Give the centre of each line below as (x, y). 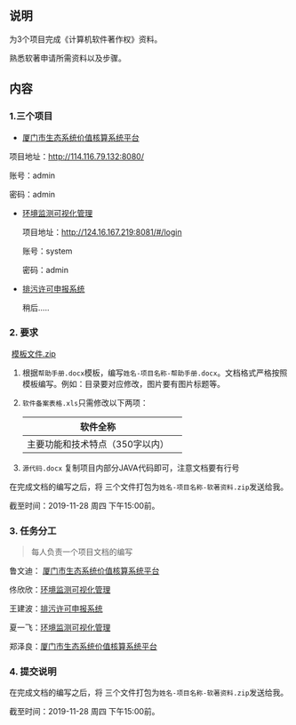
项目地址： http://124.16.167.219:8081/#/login (102, 232)
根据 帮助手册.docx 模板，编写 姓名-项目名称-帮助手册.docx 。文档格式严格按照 (155, 373)
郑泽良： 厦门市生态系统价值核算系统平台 (83, 647)
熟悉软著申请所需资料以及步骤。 (68, 58)
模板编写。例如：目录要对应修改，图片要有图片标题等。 (123, 383)
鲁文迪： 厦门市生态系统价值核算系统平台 (84, 571)
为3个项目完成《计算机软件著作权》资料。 (86, 39)
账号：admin (32, 175)
